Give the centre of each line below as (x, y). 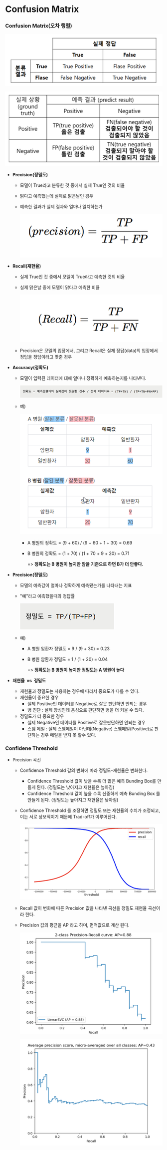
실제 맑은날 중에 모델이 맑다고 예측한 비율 (60, 287)
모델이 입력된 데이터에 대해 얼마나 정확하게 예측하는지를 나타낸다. (83, 378)
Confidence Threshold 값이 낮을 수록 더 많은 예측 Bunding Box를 (91, 781)
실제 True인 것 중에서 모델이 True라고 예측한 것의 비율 (72, 277)
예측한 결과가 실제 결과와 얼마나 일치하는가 (61, 206)
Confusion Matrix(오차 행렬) (39, 26)
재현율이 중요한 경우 (39, 697)
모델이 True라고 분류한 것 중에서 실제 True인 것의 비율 (72, 185)
